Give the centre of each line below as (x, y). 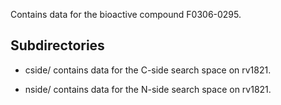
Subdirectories (57, 45)
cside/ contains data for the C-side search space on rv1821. (148, 70)
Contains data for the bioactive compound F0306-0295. (126, 14)
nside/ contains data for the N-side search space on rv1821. (148, 89)
